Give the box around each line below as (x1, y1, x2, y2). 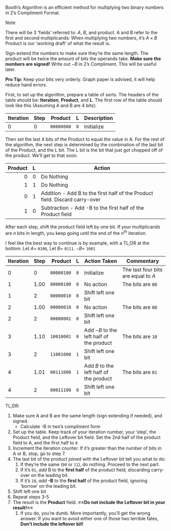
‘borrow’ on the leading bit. (20, 483, 77, 489)
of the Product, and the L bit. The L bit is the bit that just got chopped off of (5, 147, 163, 153)
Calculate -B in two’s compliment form (20, 423, 101, 430)
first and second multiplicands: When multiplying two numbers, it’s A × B (5, 35, 157, 41)
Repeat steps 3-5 (12, 494, 49, 500)
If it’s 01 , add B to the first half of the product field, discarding (20, 466, 150, 473)
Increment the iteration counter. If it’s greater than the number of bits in (12, 445, 162, 451)
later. (5, 66, 16, 72)
